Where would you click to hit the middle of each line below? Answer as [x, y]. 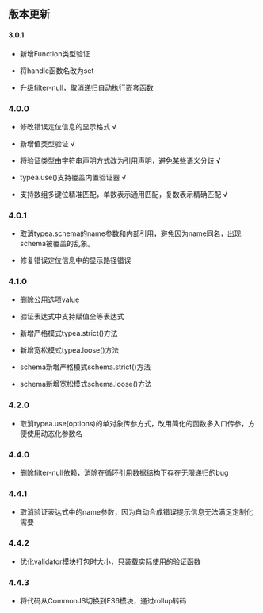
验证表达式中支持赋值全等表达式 [72, 317]
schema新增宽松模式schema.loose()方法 [86, 384]
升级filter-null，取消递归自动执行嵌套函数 [87, 87]
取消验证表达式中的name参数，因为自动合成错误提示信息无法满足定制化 [136, 512]
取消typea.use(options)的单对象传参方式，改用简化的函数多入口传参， [134, 423]
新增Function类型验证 [55, 53]
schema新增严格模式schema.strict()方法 [85, 367]
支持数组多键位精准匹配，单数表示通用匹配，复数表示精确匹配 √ [124, 194]
